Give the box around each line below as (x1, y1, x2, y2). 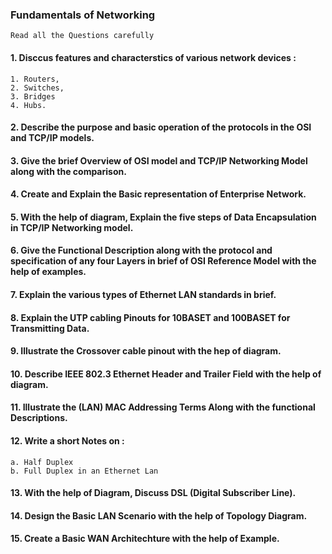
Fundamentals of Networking (10, 8, 156, 22)
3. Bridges (10, 91, 56, 102)
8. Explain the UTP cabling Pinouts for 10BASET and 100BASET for (10, 311, 291, 323)
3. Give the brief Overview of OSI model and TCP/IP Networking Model (10, 154, 308, 167)
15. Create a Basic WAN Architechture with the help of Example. (10, 533, 280, 545)
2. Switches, (10, 83, 65, 93)
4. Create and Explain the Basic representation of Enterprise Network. (10, 188, 307, 200)
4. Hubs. (10, 100, 47, 110)
